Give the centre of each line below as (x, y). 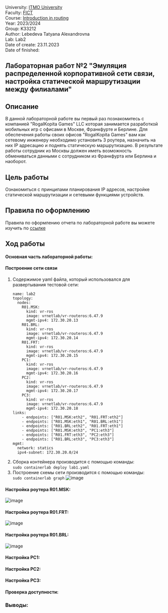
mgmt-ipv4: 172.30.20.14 (52, 338)
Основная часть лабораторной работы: (49, 257)
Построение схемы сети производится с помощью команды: (78, 473)
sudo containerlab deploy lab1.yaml (51, 468)
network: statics (35, 448)
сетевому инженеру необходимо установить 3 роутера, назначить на (80, 140)
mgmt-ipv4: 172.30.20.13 (52, 321)
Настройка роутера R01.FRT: (37, 512)
